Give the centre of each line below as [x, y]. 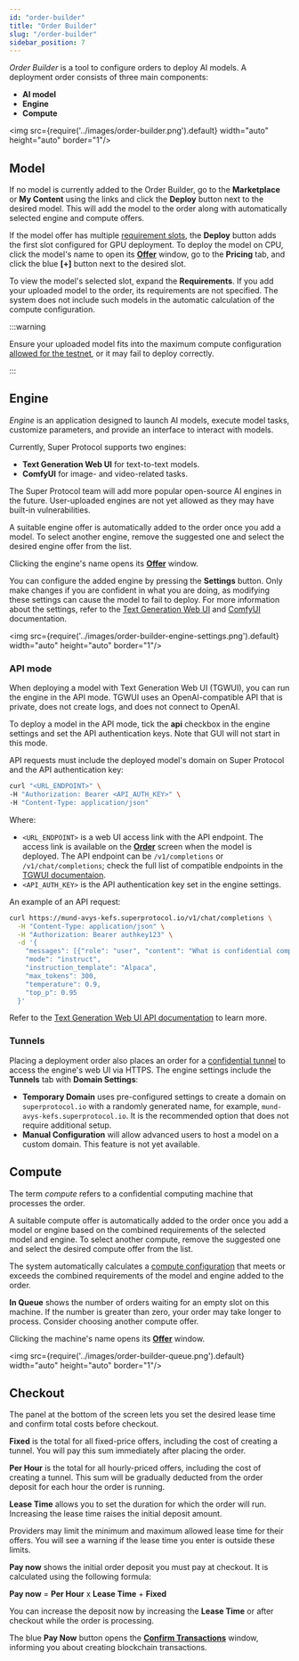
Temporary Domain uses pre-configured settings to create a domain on [154, 1097]
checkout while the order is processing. [81, 1621]
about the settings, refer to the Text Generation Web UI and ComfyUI [135, 609]
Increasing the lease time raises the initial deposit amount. [116, 1514]
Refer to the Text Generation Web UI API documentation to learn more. [138, 1018]
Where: [23, 819]
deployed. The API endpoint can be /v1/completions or [123, 856]
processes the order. [47, 1203]
